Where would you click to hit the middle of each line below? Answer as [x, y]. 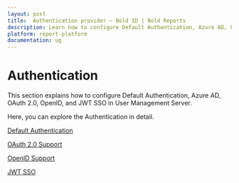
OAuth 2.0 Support [35, 145]
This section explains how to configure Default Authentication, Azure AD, [114, 95]
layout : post [27, 14]
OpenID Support [31, 158]
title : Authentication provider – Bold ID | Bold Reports [97, 21]
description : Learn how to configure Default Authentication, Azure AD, [117, 27]
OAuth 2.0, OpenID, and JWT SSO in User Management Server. [100, 103]
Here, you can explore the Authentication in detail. [81, 117]
